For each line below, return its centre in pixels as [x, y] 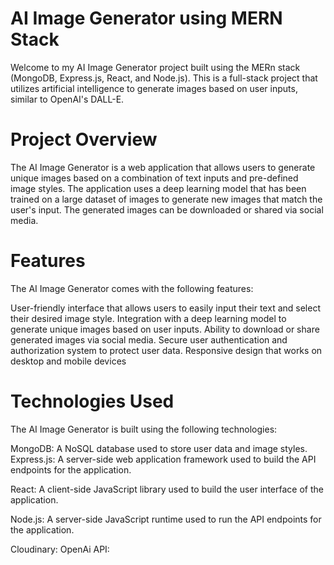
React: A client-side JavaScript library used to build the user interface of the [167, 489]
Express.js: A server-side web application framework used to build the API [163, 459]
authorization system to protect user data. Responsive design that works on [166, 350]
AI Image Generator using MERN [146, 18]
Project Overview [84, 139]
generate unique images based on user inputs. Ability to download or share [165, 329]
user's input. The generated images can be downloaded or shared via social [167, 209]
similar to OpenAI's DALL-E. [67, 99]
